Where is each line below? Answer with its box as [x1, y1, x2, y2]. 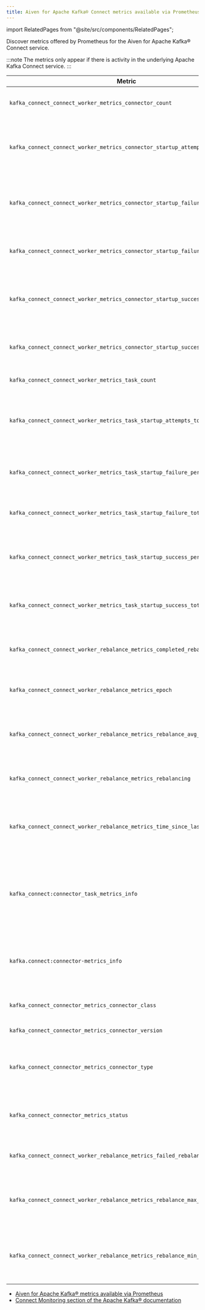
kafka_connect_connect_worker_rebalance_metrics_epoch [9, 686, 172, 693]
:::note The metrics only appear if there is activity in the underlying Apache [6, 56, 195, 63]
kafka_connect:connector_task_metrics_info [9, 890, 138, 897]
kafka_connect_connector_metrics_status [9, 1112, 128, 1118]
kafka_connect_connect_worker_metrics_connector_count [9, 99, 172, 106]
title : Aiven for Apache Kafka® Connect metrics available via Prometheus [6, 9, 201, 15]
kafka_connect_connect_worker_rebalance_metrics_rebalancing [9, 775, 191, 782]
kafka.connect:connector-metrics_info [9, 957, 122, 964]
